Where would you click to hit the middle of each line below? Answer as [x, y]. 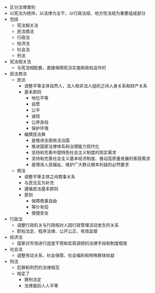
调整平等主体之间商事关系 [50, 177]
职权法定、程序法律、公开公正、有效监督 [57, 231]
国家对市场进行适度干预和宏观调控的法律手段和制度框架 [72, 243]
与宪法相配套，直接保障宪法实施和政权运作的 [62, 68]
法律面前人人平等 [41, 285]
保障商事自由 [44, 201]
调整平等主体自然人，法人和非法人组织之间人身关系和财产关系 [86, 86]
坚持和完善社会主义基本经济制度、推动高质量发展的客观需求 [91, 158]
